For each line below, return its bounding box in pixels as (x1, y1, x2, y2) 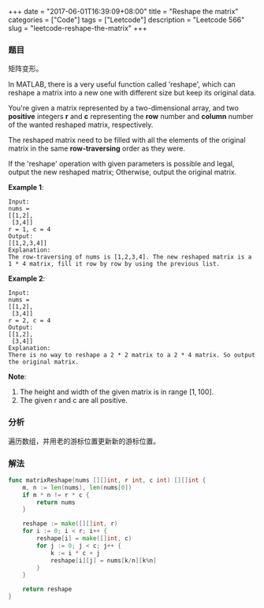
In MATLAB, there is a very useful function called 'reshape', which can (8, 80, 236, 89)
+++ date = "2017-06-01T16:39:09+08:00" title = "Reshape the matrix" (8, 7, 239, 16)
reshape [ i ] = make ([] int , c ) (36, 535, 132, 543)
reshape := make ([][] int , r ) (22, 520, 118, 528)
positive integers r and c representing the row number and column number (8, 112, 254, 121)
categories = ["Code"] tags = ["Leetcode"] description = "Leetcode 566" (8, 15, 245, 24)
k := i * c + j (50, 549, 101, 557)
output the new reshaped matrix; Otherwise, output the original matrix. (8, 167, 237, 177)
